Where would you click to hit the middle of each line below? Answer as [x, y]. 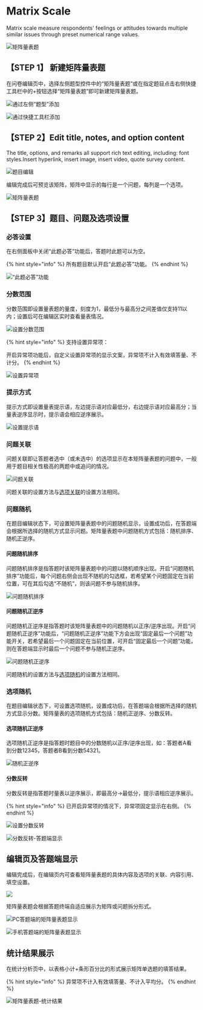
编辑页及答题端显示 [42, 859]
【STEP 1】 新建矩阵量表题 [56, 68]
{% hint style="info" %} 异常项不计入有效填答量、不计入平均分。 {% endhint [101, 982]
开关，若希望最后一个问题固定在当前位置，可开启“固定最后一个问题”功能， [104, 641]
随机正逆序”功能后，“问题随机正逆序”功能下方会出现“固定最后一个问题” [99, 633]
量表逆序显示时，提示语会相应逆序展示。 [56, 414]
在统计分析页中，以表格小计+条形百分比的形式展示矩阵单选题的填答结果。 [98, 969]
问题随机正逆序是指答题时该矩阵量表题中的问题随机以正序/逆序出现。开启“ [98, 625]
